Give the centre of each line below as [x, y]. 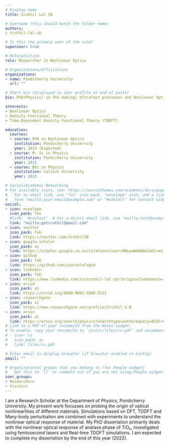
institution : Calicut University [49, 172]
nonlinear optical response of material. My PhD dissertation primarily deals [82, 422]
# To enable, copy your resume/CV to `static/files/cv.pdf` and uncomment [85, 331]
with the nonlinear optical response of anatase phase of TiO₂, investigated [82, 427]
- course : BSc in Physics [37, 167]
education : [17, 130]
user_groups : [19, 377]
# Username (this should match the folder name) [57, 24]
